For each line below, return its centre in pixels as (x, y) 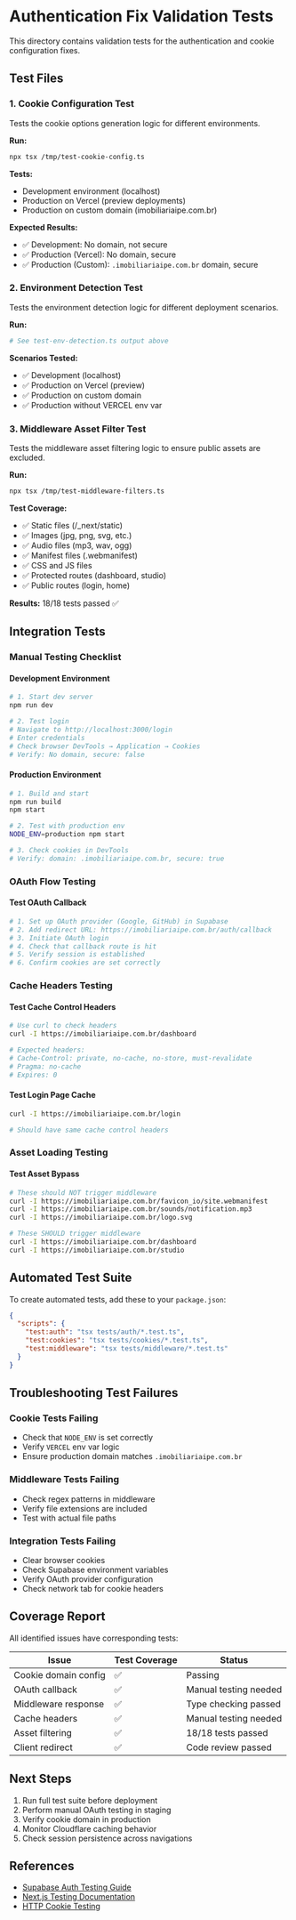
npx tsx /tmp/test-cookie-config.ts (77, 157)
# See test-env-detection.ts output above (89, 341)
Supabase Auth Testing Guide (76, 1887)
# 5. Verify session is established (77, 955)
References (42, 1866)
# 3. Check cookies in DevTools (69, 851)
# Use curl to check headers (63, 1026)
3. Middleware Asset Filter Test (78, 429)
